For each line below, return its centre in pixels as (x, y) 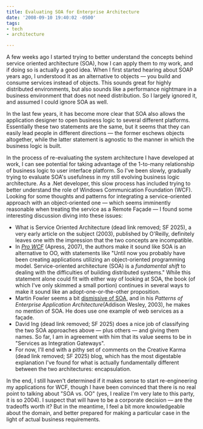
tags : (13, 23)
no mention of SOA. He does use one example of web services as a (99, 311)
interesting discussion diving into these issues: (65, 216)
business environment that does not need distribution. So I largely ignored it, (102, 96)
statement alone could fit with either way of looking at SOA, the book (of (105, 279)
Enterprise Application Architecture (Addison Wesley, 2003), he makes (102, 305)
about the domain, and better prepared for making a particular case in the (98, 413)
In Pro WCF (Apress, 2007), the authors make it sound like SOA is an (100, 247)
